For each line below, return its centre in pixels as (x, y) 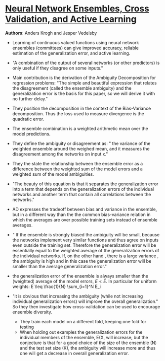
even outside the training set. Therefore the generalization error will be (84, 245)
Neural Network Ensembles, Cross (77, 9)
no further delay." (30, 99)
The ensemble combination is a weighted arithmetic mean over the (80, 128)
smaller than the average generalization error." (60, 266)
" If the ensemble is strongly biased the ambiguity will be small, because (86, 234)
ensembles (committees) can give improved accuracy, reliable (76, 48)
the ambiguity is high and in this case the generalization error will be (82, 261)
